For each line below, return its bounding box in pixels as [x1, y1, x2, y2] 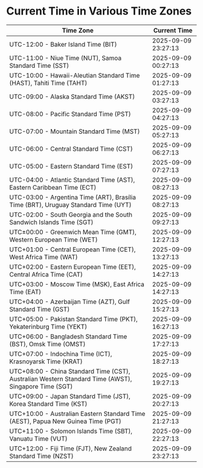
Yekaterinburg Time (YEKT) [9, 322, 88, 331]
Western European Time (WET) [9, 235, 98, 243]
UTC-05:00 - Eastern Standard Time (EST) [9, 162, 134, 170]
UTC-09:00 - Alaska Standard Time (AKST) [9, 92, 135, 101]
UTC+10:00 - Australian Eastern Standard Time [9, 409, 146, 418]
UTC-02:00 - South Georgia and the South [9, 210, 133, 219]
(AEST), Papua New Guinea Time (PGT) [9, 417, 122, 425]
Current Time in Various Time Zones [6, 4, 192, 18]
